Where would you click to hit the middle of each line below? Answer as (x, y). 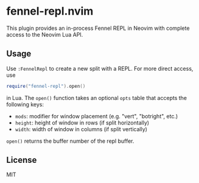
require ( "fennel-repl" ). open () (46, 86)
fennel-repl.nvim (50, 11)
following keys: (25, 104)
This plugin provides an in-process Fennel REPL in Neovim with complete (98, 28)
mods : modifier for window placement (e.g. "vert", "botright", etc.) (96, 116)
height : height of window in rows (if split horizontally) (82, 123)
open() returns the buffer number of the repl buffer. (70, 141)
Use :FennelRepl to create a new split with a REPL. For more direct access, (100, 68)
